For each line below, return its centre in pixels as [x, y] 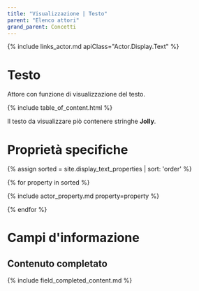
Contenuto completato [58, 263]
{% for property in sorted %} [49, 183]
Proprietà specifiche [68, 149]
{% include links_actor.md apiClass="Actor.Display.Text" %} [93, 47]
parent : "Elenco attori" [43, 20]
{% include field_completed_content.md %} [70, 281]
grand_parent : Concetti [42, 27]
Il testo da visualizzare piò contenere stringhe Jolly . [82, 121]
